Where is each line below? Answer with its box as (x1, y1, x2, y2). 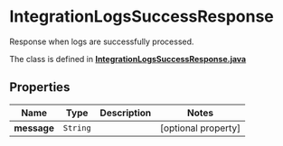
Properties (9, 79, 71, 96)
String (62, 123, 92, 132)
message (14, 122, 54, 134)
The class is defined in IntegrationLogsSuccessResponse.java (9, 53, 247, 64)
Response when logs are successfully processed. (9, 36, 194, 47)
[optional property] (159, 122, 241, 134)
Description (99, 106, 152, 119)
